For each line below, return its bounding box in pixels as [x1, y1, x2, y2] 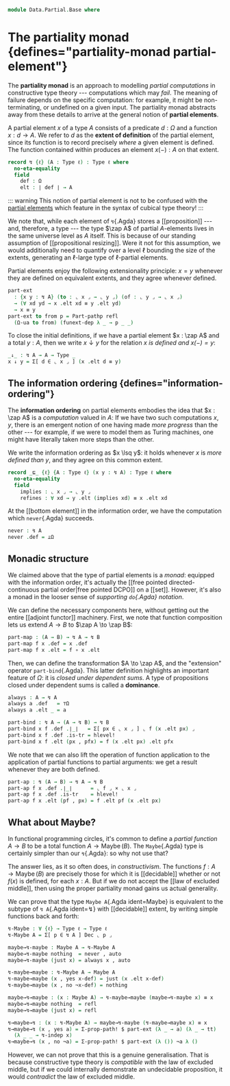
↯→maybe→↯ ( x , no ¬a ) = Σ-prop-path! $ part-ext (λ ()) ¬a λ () [8, 1038, 198, 1046]
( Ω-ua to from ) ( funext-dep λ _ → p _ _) [14, 319, 134, 326]
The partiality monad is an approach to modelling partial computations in [8, 81, 216, 89]
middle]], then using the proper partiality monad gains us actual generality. [8, 884, 218, 892]
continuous [8, 585, 40, 594]
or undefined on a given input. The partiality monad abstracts [42, 103, 216, 111]
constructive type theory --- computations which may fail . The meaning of [8, 88, 218, 97]
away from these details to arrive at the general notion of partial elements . [8, 110, 219, 118]
